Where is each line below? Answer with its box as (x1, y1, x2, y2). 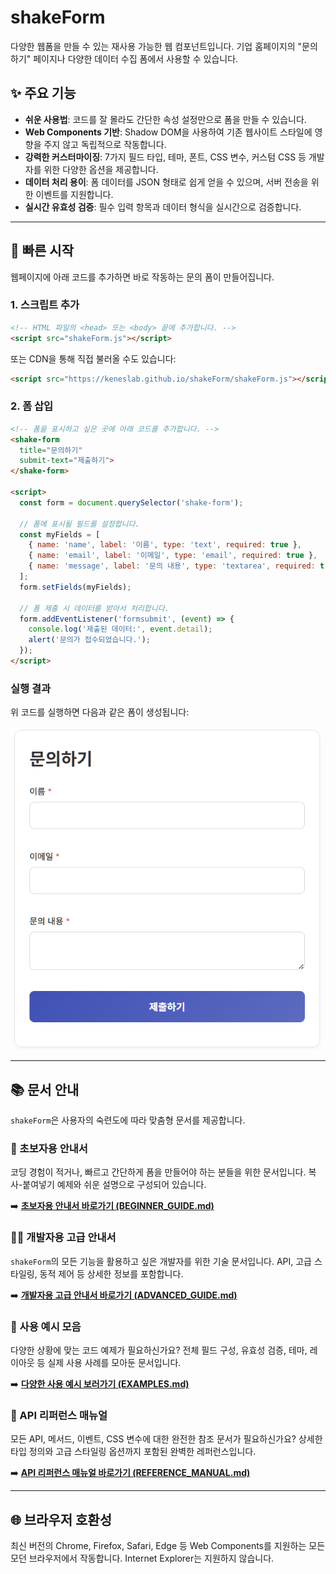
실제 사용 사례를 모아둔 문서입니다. (47, 1356, 182, 1368)
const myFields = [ (19, 529, 101, 540)
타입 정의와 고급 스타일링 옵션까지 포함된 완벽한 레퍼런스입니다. (10, 1446, 257, 1458)
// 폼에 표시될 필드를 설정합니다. (19, 519, 140, 529)
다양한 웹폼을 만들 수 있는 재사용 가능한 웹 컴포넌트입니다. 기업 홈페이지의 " (10, 40, 303, 52)
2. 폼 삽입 (10, 399, 54, 413)
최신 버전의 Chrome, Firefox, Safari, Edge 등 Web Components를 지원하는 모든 (10, 1540, 326, 1552)
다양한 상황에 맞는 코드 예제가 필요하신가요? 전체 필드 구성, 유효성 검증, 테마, (10, 1344, 308, 1356)
